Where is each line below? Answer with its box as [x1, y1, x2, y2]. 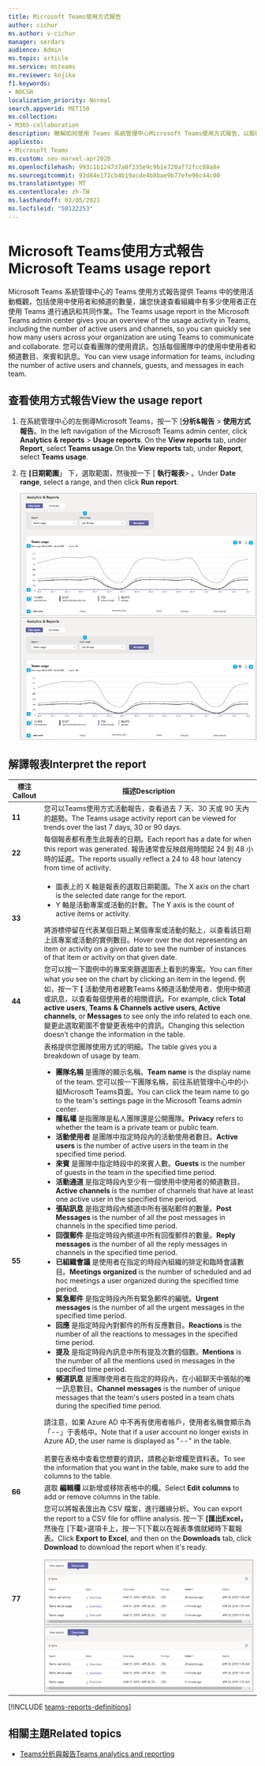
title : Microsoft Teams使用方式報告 [8, 13, 121, 21]
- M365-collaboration [8, 121, 80, 130]
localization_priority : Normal [8, 96, 111, 104]
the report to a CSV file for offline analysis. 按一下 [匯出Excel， [43, 1514, 248, 1523]
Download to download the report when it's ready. [43, 1543, 207, 1552]
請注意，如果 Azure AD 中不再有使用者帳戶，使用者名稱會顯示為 [43, 1417, 252, 1427]
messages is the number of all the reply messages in [55, 1239, 227, 1249]
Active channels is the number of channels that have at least [55, 1185, 254, 1195]
